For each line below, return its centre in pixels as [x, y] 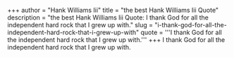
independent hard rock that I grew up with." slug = [80, 25]
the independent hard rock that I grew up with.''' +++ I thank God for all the [116, 40]
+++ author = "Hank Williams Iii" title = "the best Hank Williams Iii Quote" [113, 10]
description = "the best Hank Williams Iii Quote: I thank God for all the [108, 17]
